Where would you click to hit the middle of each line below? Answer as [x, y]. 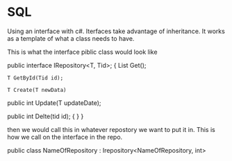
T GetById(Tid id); [35, 78]
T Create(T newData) [37, 90]
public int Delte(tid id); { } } [45, 116]
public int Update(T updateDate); [55, 103]
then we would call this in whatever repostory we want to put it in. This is [111, 129]
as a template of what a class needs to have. [71, 38]
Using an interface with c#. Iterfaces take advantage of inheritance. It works [116, 31]
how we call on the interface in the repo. [65, 137]
